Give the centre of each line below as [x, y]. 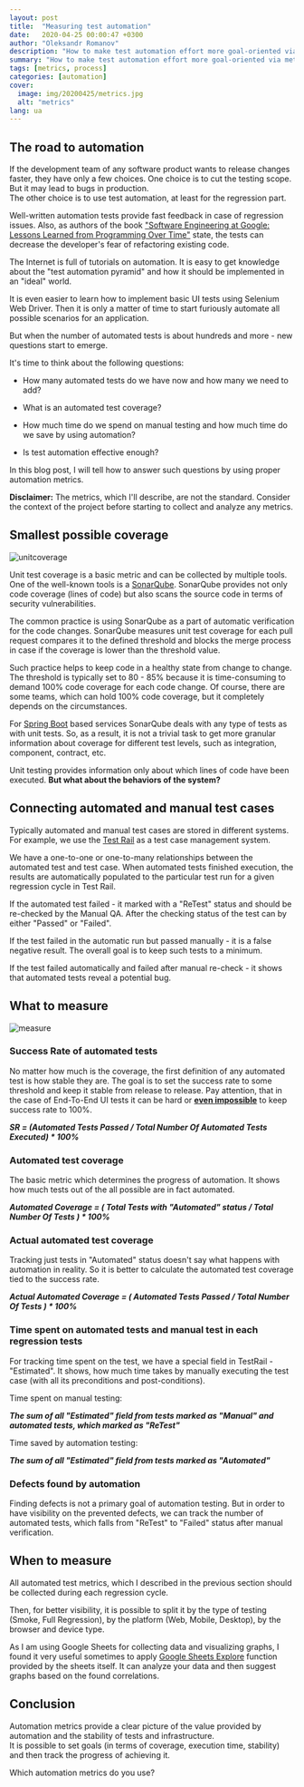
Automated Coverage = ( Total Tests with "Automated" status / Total [142, 1208]
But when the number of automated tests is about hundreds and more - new [151, 335]
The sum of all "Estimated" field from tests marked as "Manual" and [142, 1415]
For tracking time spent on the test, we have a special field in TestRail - [141, 1361]
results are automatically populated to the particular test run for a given [142, 877]
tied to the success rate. [54, 1279]
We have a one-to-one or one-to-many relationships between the [131, 857]
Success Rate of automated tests [84, 1051]
